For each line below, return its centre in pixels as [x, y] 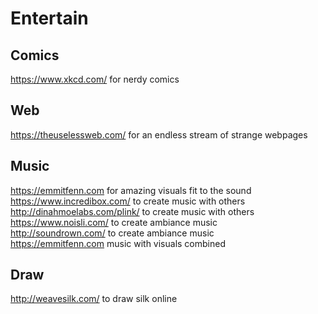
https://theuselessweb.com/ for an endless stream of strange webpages [159, 134]
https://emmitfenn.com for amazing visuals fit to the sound [131, 190]
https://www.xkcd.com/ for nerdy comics [95, 79]
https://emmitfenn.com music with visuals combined [118, 243]
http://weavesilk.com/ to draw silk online [94, 299]
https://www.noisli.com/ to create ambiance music [114, 222]
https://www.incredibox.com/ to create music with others [128, 201]
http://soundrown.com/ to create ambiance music [112, 233]
